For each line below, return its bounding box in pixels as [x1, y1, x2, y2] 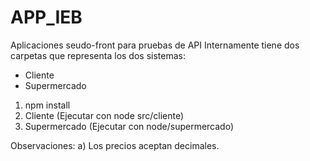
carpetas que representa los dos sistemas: [10, 49, 186, 61]
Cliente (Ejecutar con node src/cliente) [24, 109, 185, 121]
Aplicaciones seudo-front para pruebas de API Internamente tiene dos [10, 39, 300, 51]
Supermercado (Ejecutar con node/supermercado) [24, 120, 235, 132]
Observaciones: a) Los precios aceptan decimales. [10, 139, 220, 151]
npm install [24, 99, 71, 111]
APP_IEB [10, 6, 83, 29]
